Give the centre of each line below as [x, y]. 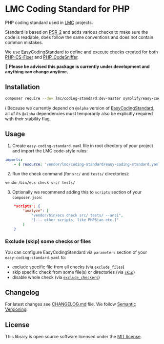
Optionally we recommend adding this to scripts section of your [77, 192]
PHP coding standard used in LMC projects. [49, 22]
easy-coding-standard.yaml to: [36, 257]
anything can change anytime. [37, 71]
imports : [14, 160]
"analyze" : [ [36, 211]
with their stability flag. [28, 119]
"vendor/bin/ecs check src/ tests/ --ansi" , [77, 215]
